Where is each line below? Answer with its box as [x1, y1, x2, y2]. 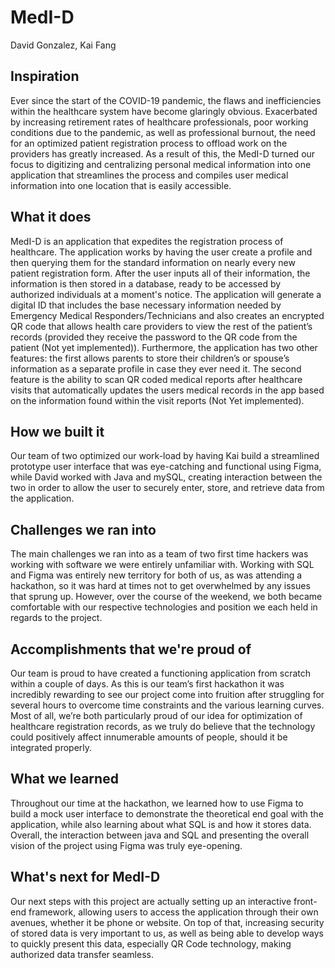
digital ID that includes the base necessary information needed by [10, 299, 282, 311]
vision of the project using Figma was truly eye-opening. [10, 839, 243, 851]
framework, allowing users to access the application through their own [28, 906, 319, 918]
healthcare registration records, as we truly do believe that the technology [10, 721, 316, 732]
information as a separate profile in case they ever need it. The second [10, 362, 302, 375]
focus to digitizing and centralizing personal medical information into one [10, 158, 312, 170]
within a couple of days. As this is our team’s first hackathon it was [10, 678, 285, 690]
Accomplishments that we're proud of [10, 641, 252, 658]
